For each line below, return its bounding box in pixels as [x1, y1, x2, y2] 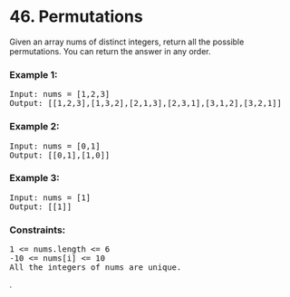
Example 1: [9, 68, 58, 81]
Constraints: [9, 224, 66, 236]
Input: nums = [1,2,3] [9, 89, 111, 100]
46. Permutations [9, 6, 143, 27]
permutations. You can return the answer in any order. [9, 45, 211, 56]
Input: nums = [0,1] [9, 140, 101, 151]
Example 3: [9, 172, 61, 185]
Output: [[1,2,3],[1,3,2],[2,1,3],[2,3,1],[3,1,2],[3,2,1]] [9, 98, 283, 109]
